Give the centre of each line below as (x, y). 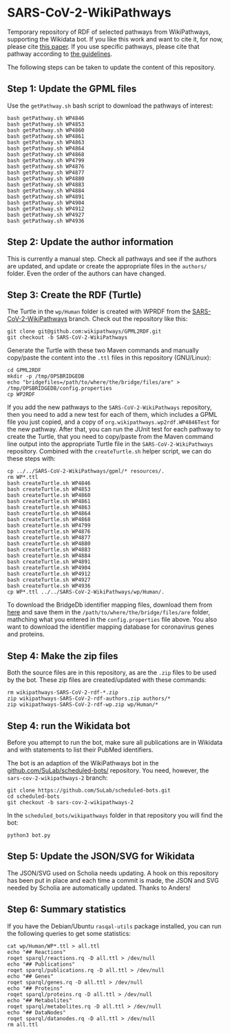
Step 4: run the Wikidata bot (69, 726)
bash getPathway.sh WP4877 (46, 173)
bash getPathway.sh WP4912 (46, 208)
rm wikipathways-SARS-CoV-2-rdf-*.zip (63, 693)
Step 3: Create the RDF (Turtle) (74, 295)
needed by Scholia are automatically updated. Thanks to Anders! (99, 888)
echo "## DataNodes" (37, 1013)
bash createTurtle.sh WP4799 (49, 526)
